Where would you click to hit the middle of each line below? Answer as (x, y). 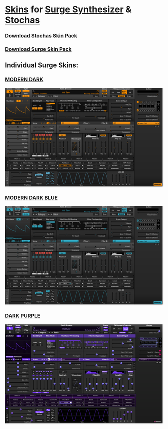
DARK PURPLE (23, 316)
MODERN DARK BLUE (32, 198)
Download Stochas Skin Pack (41, 36)
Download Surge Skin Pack (38, 49)
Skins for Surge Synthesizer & (68, 9)
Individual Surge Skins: (42, 66)
